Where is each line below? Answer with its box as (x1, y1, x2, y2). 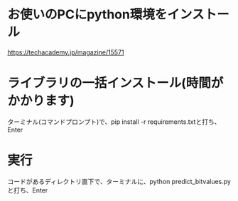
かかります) (7, 93, 75, 109)
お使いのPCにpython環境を (7, 6, 168, 23)
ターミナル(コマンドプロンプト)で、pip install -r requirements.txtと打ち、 (7, 117, 221, 126)
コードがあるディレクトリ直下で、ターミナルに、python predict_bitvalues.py (7, 177, 231, 185)
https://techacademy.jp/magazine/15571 (7, 47, 124, 57)
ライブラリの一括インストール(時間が (7, 75, 224, 91)
